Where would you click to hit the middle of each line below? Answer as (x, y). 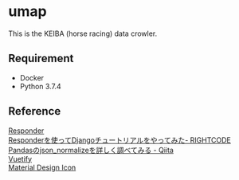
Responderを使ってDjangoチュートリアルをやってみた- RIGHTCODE (119, 140)
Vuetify (20, 158)
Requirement (41, 59)
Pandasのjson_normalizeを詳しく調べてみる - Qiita (91, 150)
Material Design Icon (42, 167)
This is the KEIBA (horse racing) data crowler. (83, 33)
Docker (32, 77)
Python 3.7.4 (40, 86)
